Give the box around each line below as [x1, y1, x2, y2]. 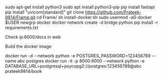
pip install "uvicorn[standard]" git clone [5, 9, 84, 15]
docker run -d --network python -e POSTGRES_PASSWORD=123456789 [5, 53, 151, 59]
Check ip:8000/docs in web [5, 34, 61, 40]
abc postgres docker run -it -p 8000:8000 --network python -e [17, 58, 145, 63]
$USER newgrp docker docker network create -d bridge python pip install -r [5, 19, 158, 25]
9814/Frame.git [5, 15, 36, 20]
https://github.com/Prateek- [85, 9, 142, 15]
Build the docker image [5, 44, 52, 49]
